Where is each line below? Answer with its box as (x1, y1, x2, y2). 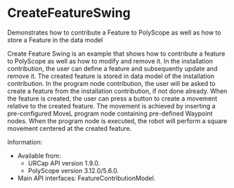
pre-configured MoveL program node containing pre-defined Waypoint (7, 109, 213, 118)
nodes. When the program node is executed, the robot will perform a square (7, 116, 228, 125)
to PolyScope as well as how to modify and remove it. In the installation (7, 56, 213, 65)
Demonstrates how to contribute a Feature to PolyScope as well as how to (7, 28, 221, 37)
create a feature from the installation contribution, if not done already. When (7, 87, 228, 95)
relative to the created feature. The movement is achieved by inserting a (7, 101, 216, 110)
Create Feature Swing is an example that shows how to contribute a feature (7, 49, 226, 58)
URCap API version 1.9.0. (27, 158, 100, 167)
